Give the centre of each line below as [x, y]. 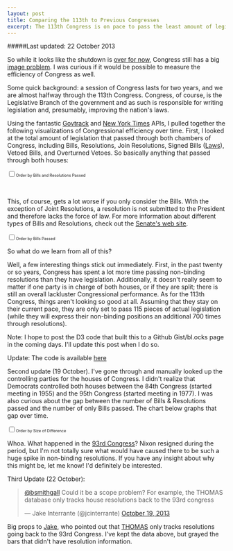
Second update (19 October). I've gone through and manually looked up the [115, 371]
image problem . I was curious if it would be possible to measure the [104, 67]
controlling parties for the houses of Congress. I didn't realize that [101, 379]
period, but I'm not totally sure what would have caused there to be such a [113, 451]
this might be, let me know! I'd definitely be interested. [85, 466]
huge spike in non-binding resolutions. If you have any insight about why [111, 458]
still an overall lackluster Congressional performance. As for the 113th [106, 294]
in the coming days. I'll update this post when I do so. [83, 345]
